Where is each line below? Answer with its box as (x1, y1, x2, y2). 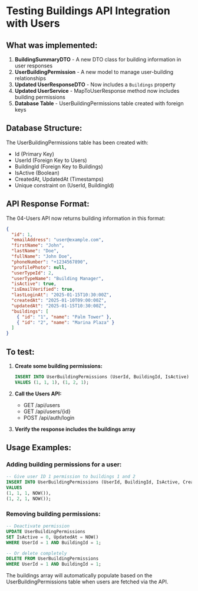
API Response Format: (6, 199, 90, 209)
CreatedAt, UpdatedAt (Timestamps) (14, 176, 104, 183)
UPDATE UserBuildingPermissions (6, 528, 85, 534)
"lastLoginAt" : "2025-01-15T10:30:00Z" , (11, 292, 112, 298)
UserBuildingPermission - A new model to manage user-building (14, 69, 174, 75)
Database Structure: (6, 123, 82, 134)
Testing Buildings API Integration (6, 4, 171, 18)
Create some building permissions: (14, 362, 103, 369)
